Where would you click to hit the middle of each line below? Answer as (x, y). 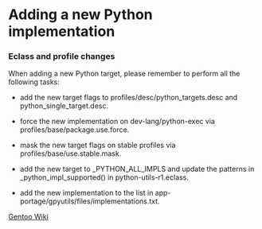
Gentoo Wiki (29, 217)
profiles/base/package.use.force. (74, 130)
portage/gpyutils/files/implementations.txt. (90, 201)
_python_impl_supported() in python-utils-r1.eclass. (104, 177)
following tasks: (34, 82)
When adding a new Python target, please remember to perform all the (124, 74)
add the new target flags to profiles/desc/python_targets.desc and (129, 98)
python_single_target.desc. (64, 106)
